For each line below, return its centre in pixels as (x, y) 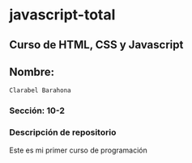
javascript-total (62, 15)
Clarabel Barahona (40, 90)
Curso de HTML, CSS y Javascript (96, 45)
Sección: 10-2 (37, 111)
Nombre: (32, 71)
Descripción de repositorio (63, 132)
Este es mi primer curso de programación (79, 150)
